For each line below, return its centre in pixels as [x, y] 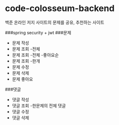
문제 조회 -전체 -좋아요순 [35, 55]
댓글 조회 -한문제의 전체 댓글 [39, 105]
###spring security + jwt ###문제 [38, 32]
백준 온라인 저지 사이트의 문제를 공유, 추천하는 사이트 [55, 22]
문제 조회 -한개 [26, 61]
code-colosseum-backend [60, 8]
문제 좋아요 [22, 79]
